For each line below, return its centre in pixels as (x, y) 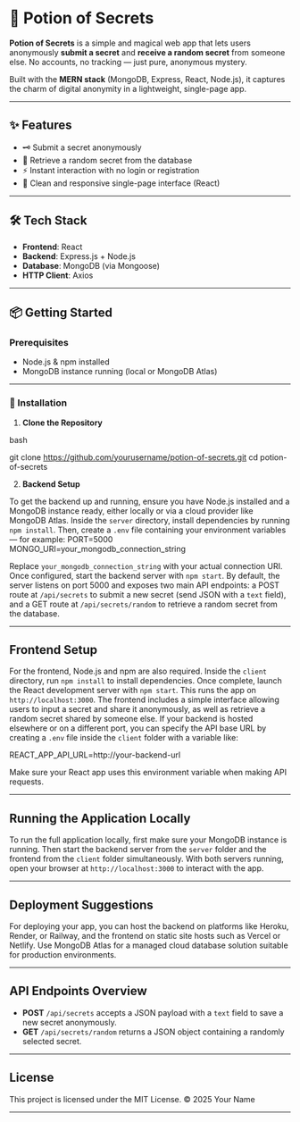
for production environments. (63, 954)
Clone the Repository (62, 423)
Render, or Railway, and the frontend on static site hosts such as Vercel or (145, 935)
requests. (27, 782)
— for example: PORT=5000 (61, 539)
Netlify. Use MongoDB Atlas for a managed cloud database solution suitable (149, 945)
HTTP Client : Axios (58, 275)
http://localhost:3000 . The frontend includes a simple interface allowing (144, 699)
